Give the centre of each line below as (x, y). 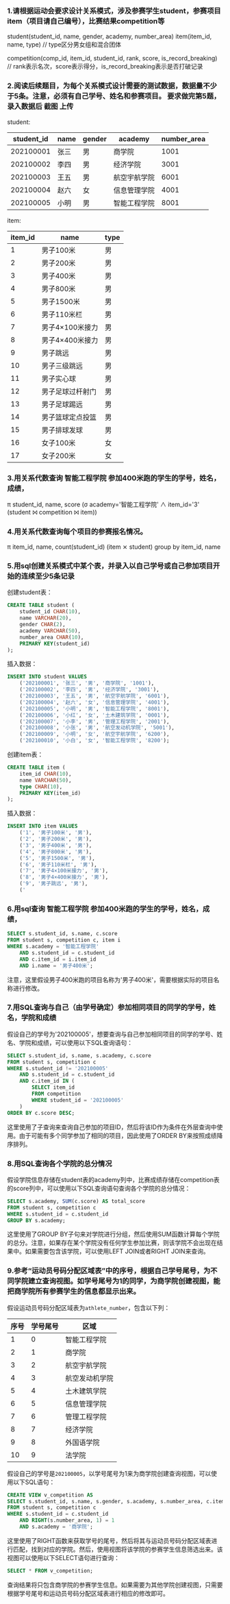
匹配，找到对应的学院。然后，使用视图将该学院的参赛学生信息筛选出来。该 (118, 1549)
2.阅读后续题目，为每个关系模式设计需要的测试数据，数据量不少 (112, 86)
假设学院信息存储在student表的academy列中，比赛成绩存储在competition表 (114, 1179)
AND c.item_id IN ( (47, 1081)
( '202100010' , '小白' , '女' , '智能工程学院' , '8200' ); (94, 741)
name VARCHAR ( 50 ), (46, 780)
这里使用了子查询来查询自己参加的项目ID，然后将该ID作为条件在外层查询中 (112, 1127)
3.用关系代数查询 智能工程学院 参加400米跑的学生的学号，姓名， (114, 478)
